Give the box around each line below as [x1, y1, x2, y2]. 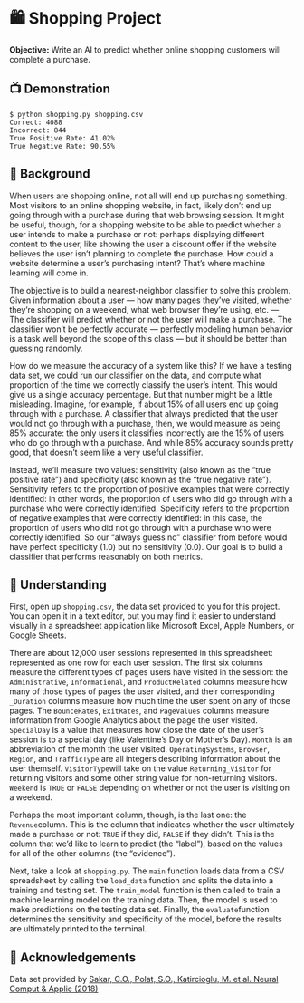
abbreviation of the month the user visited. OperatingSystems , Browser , [9, 744, 270, 755]
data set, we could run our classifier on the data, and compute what [9, 370, 262, 381]
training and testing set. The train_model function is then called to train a [9, 885, 280, 896]
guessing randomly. [9, 342, 83, 353]
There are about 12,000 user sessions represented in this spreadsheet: [9, 648, 273, 659]
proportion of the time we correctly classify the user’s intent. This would [9, 379, 278, 391]
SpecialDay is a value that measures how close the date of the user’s [9, 725, 265, 736]
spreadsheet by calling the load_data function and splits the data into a [9, 875, 274, 886]
